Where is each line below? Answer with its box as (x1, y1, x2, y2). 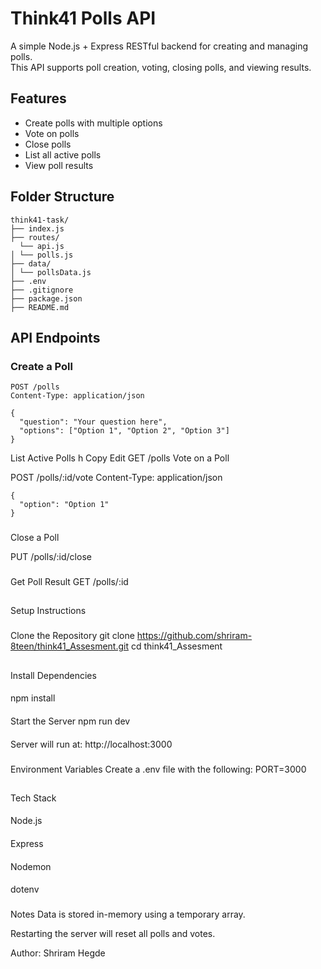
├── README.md (10, 302, 70, 312)
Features (10, 90, 67, 107)
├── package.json (10, 293, 83, 304)
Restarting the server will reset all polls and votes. (10, 928, 216, 940)
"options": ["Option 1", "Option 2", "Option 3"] (19, 426, 230, 436)
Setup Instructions (10, 605, 87, 617)
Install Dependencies (10, 669, 97, 681)
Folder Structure (10, 188, 115, 206)
